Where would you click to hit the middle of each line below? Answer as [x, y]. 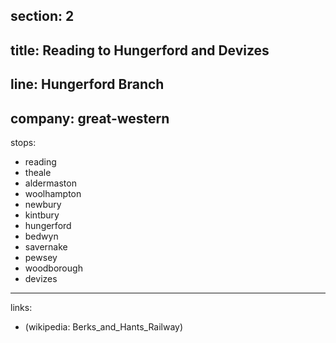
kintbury [42, 215]
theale [38, 172]
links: [21, 307]
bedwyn [41, 236]
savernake [46, 246]
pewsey [41, 257]
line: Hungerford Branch [87, 84]
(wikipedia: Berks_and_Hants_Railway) [104, 326]
